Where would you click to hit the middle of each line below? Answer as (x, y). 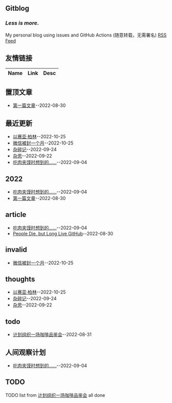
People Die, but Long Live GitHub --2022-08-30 (63, 233)
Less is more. (22, 23)
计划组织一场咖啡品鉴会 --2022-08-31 (52, 335)
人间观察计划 (26, 352)
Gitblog (17, 8)
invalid (16, 250)
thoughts (20, 279)
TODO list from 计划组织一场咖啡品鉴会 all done (55, 395)
